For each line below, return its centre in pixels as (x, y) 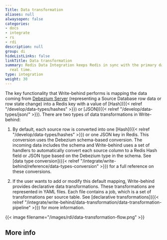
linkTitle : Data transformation (39, 61)
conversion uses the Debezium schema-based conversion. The (77, 140)
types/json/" (18, 114)
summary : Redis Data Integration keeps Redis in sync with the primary (81, 65)
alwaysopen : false (24, 19)
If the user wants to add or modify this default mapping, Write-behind (83, 181)
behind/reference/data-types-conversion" (56, 166)
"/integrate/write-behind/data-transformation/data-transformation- (93, 202)
